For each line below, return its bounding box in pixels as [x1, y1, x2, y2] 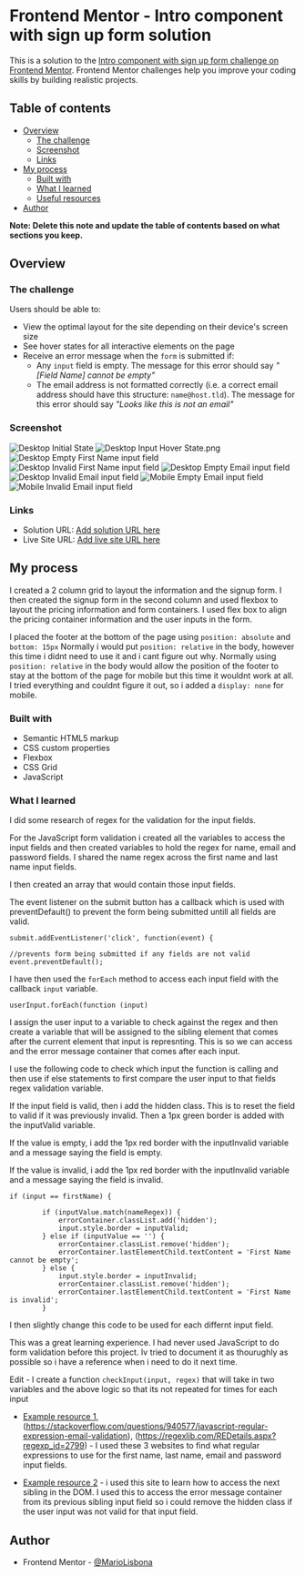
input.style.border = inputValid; [57, 1224, 189, 1234]
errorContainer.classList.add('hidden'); [57, 1216, 219, 1225]
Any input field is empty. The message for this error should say [36, 361, 274, 371]
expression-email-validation [22, 1430, 128, 1441]
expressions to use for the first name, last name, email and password [22, 1449, 282, 1461]
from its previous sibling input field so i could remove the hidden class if [22, 1497, 293, 1508]
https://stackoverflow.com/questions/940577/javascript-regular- [25, 1421, 269, 1432]
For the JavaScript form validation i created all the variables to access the [9, 832, 286, 843]
